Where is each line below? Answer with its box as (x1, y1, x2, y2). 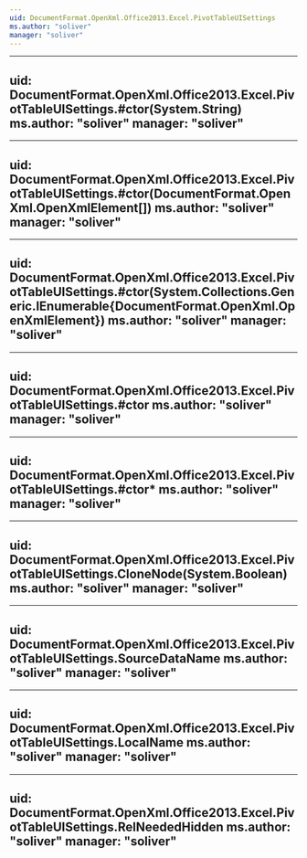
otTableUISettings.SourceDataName (9, 651, 221, 666)
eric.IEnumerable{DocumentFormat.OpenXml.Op (9, 299, 296, 314)
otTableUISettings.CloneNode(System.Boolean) (9, 566, 288, 581)
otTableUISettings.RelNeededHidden (9, 820, 224, 835)
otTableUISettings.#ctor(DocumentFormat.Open (9, 185, 291, 201)
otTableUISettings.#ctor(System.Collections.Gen (9, 284, 295, 300)
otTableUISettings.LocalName (9, 735, 185, 750)
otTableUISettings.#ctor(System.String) (9, 101, 242, 117)
